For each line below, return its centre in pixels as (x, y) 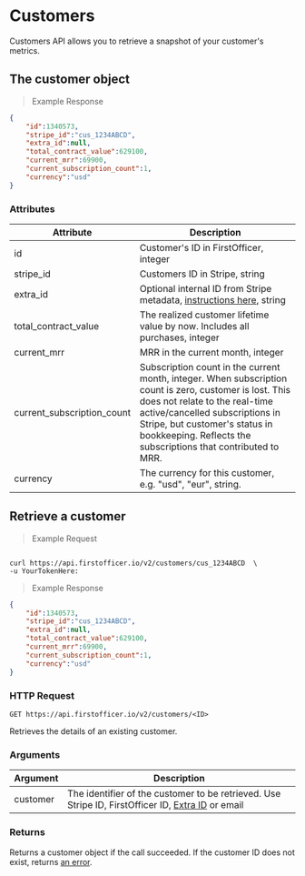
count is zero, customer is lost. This (215, 389)
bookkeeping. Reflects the (195, 435)
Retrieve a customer (68, 516)
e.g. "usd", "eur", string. (191, 484)
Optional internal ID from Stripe (206, 288)
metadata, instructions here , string (212, 299)
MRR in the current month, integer (212, 352)
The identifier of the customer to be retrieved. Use (174, 794)
